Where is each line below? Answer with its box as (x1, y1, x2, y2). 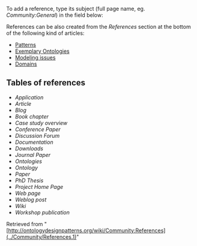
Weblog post (14, 195, 47, 203)
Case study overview (14, 119, 68, 126)
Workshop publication (14, 209, 70, 216)
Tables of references (6, 78, 86, 88)
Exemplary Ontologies (14, 48, 70, 55)
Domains (14, 60, 37, 67)
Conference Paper (14, 126, 61, 133)
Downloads (14, 144, 44, 152)
